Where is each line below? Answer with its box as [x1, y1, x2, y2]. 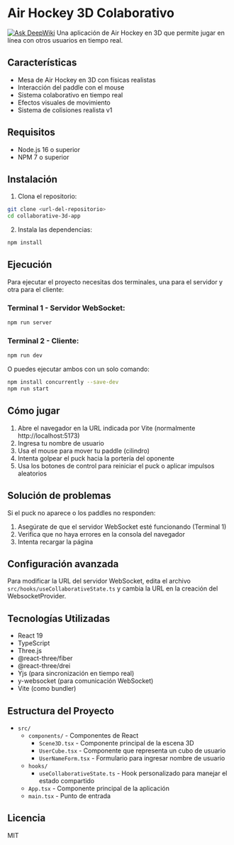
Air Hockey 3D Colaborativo [7, 5, 175, 21]
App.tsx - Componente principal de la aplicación [28, 784, 170, 792]
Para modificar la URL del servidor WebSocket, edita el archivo [7, 577, 191, 586]
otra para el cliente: [7, 285, 65, 294]
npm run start [7, 385, 50, 392]
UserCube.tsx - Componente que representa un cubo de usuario [38, 746, 226, 755]
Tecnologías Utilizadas [7, 613, 111, 625]
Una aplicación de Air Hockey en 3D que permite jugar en [56, 28, 225, 37]
